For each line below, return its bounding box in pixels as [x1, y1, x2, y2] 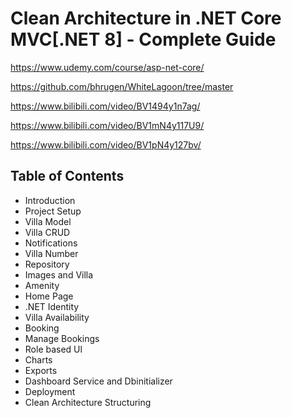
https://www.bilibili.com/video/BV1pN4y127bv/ [10, 138, 202, 151]
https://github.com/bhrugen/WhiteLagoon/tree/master [10, 80, 234, 92]
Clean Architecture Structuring [24, 396, 152, 408]
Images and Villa [24, 268, 94, 281]
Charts [24, 353, 53, 366]
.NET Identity [24, 300, 80, 312]
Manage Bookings [24, 332, 100, 344]
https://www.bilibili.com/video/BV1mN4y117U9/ [10, 119, 205, 131]
